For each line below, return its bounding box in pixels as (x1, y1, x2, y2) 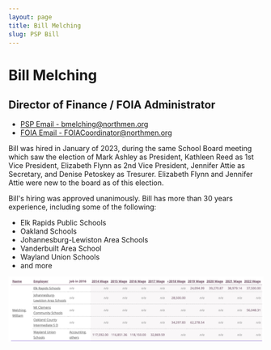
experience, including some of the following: (8, 202, 157, 212)
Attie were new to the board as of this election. (8, 178, 164, 188)
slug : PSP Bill (8, 30, 60, 38)
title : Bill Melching (8, 21, 82, 30)
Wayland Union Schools (19, 252, 100, 262)
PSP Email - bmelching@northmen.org (19, 120, 149, 129)
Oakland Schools (19, 226, 77, 236)
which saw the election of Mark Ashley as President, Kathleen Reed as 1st (8, 152, 254, 162)
